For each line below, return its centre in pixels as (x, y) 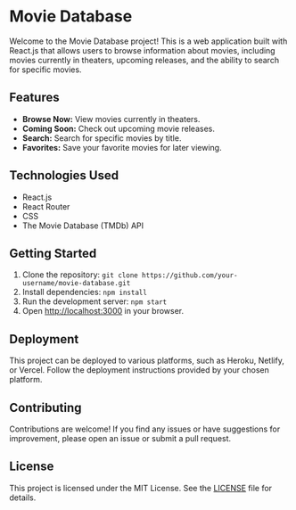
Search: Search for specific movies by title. (102, 138)
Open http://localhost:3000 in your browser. (103, 311)
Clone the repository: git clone (80, 275)
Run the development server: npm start (95, 301)
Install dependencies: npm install (84, 292)
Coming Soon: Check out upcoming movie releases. (119, 128)
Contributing (45, 407)
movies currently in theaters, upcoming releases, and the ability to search (144, 60)
